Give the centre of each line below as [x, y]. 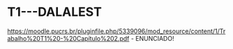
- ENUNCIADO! [152, 38]
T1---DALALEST [55, 12]
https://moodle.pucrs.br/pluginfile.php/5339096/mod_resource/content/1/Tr [116, 31]
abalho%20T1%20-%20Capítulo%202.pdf [68, 38]
